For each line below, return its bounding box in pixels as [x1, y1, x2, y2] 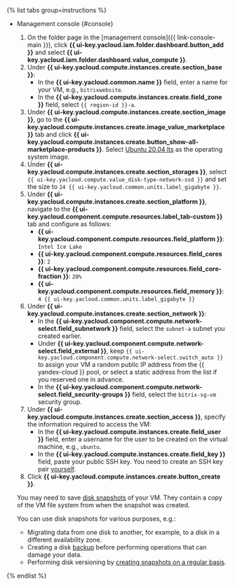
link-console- [177, 33, 216, 41]
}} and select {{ [27, 48, 73, 56]
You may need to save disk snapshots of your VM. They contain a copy [16, 493, 222, 502]
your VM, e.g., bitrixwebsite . [37, 86, 123, 93]
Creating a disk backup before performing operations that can [27, 543, 207, 551]
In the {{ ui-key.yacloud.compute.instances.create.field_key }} [37, 450, 226, 458]
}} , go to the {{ [27, 115, 71, 124]
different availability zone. [27, 535, 102, 544]
